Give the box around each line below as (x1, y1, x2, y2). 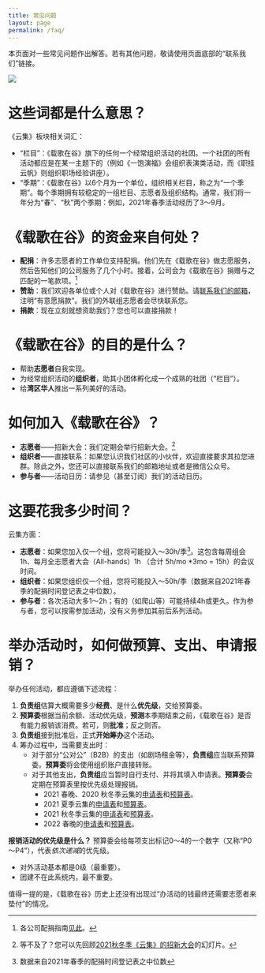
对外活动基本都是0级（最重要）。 (19, 862, 125, 872)
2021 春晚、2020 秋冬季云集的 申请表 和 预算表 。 (43, 789, 198, 799)
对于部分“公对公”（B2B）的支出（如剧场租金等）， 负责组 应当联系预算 (31, 750, 255, 759)
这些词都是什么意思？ (8, 104, 147, 122)
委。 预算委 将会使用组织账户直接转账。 (31, 759, 156, 769)
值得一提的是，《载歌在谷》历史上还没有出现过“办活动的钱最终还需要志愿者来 (8, 889, 257, 898)
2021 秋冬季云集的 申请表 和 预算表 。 (43, 809, 158, 818)
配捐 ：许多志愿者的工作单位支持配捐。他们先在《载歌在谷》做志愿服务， (19, 256, 255, 265)
